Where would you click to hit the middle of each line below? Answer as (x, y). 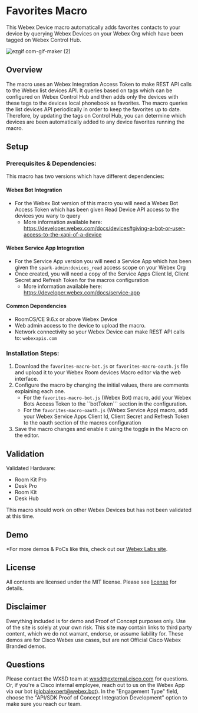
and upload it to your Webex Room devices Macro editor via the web (98, 372)
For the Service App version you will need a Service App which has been (103, 261)
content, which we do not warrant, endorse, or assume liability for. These (95, 633)
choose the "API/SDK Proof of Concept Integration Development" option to (97, 698)
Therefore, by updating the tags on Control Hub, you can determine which (96, 115)
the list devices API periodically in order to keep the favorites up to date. (94, 109)
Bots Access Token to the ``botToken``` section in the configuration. (105, 404)
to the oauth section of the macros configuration (82, 423)
